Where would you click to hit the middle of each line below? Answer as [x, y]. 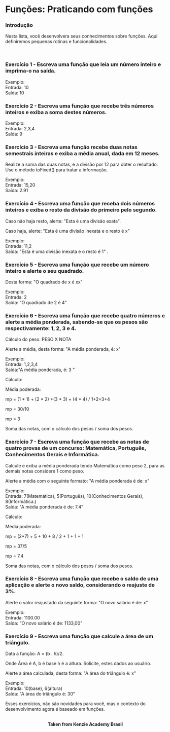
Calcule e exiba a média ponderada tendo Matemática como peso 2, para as [85, 465]
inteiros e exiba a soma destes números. [56, 112]
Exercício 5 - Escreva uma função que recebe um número [77, 265]
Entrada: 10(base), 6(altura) [34, 688]
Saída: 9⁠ [14, 134]
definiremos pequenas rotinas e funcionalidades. [56, 42]
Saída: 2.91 [17, 191]
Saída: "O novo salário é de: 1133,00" [44, 623]
